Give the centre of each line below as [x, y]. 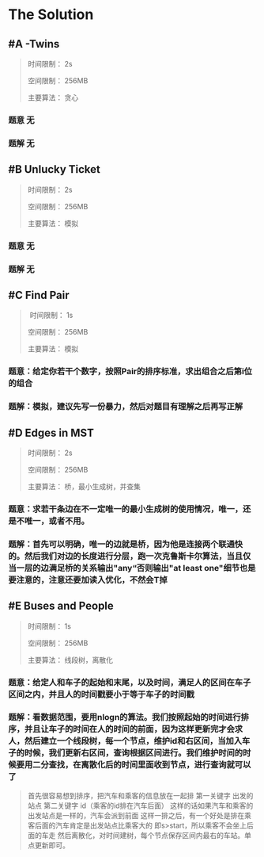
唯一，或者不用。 [57, 521]
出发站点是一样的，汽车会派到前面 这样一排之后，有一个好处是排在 [136, 815]
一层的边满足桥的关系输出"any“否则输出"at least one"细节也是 [136, 568]
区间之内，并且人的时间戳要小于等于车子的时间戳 [102, 694]
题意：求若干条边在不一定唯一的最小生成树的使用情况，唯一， [126, 509]
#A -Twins [34, 44]
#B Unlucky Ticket [54, 169]
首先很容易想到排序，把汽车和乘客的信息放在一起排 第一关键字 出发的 [140, 795]
